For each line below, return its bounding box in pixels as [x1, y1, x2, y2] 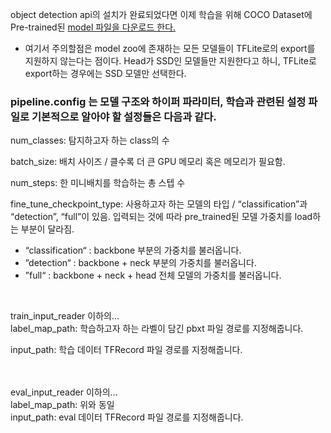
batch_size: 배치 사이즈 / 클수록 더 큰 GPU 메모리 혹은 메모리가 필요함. [10, 156, 286, 168]
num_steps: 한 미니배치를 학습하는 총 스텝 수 [10, 177, 186, 189]
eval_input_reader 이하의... [10, 386, 118, 398]
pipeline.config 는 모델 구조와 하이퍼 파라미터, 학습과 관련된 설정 [10, 94, 307, 108]
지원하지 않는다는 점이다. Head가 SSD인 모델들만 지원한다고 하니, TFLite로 [24, 55, 317, 67]
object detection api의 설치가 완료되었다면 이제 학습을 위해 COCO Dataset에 [10, 9, 313, 20]
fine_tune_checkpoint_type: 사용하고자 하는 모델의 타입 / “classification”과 [10, 198, 308, 210]
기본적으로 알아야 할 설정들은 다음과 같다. [31, 109, 217, 123]
